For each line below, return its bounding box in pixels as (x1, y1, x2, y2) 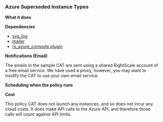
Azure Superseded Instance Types (5, 3, 89, 10)
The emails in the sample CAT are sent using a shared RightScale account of (5, 62, 158, 69)
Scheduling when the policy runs (5, 82, 73, 88)
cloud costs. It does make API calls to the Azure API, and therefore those (5, 106, 151, 112)
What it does (5, 15, 32, 20)
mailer (12, 38, 25, 44)
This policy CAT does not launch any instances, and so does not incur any (5, 101, 153, 107)
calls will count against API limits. (5, 111, 72, 117)
